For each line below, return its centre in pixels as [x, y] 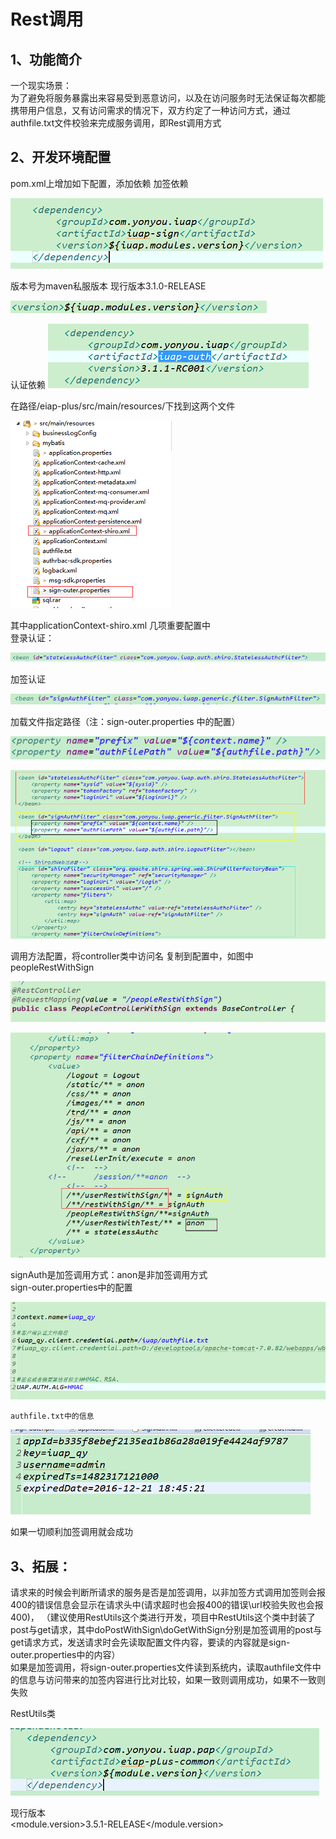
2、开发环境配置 [61, 157]
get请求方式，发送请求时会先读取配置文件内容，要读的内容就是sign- [150, 1642]
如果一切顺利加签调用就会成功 [71, 1532]
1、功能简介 [46, 59]
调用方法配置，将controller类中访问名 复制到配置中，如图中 [132, 956]
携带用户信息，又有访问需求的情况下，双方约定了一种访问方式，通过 [150, 110]
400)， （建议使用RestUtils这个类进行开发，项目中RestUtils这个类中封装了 [163, 1617]
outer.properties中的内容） [65, 1655]
